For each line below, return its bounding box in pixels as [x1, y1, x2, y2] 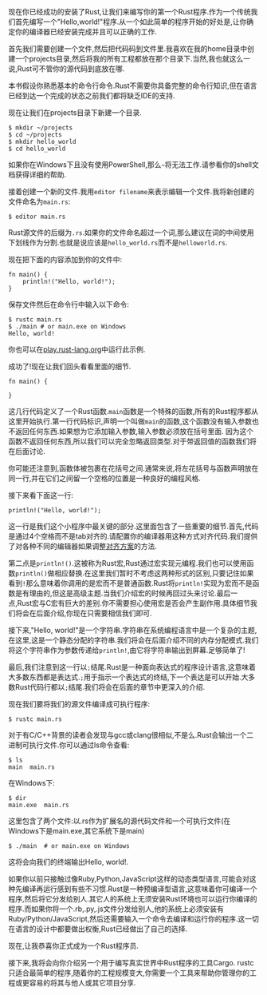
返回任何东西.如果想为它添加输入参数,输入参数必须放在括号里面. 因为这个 [14, 427, 254, 436]
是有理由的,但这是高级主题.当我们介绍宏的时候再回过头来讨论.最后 [14, 588, 231, 598]
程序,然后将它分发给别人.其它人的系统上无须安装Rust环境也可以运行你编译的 [8, 894, 257, 903]
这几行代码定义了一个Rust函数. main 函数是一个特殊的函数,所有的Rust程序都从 [8, 407, 259, 416]
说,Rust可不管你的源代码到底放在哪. [8, 64, 125, 74]
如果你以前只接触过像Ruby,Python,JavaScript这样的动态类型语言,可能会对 [8, 874, 249, 883]
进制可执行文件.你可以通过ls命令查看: [8, 740, 130, 750]
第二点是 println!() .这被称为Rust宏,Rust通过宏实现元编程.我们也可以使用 [8, 559, 247, 567]
